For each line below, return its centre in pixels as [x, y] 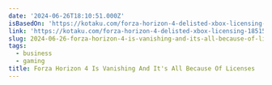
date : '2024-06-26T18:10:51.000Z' [67, 16]
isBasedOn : [27, 23]
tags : [17, 46]
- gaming [30, 62]
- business [34, 53]
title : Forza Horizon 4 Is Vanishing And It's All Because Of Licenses [132, 69]
